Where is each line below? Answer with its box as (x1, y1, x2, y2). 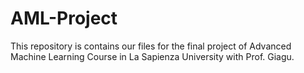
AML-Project (10, 7, 118, 30)
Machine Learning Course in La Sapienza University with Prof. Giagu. (10, 50, 295, 62)
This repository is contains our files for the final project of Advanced (10, 40, 292, 52)
